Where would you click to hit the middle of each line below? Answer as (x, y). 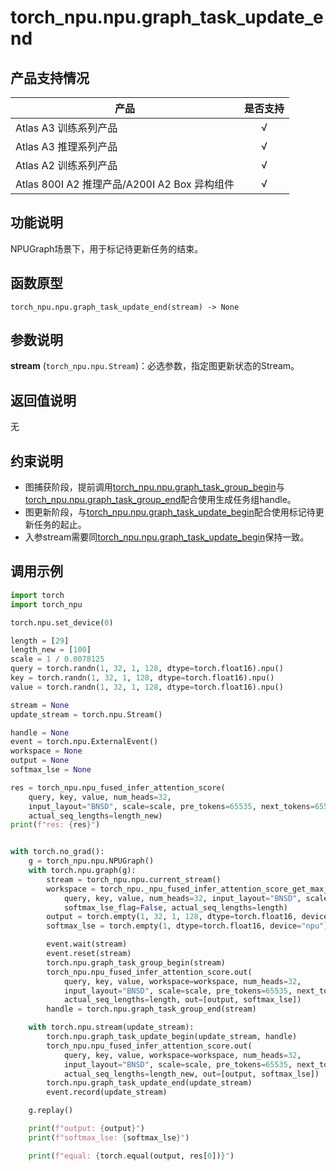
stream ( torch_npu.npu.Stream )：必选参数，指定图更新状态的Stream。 (155, 366)
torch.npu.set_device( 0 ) (62, 622)
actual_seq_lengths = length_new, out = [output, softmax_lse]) (191, 1074)
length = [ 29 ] (40, 641)
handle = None (40, 732)
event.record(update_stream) (107, 1092)
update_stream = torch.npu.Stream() (86, 714)
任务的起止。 (60, 525)
